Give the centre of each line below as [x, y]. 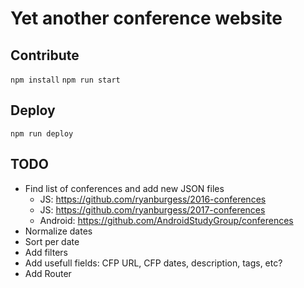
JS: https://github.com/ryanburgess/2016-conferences [153, 199]
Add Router [48, 273]
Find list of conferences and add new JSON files [124, 188]
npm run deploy [42, 133]
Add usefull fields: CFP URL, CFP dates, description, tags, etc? [153, 263]
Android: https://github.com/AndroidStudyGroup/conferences [166, 220]
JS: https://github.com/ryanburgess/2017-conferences [152, 209]
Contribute [45, 55]
